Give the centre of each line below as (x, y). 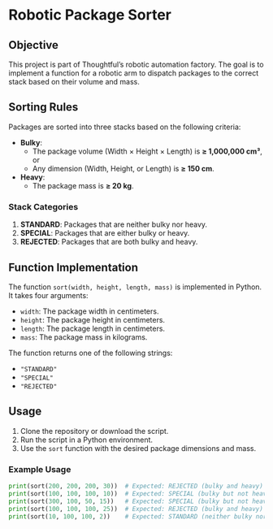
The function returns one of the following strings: (91, 353)
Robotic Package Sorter (90, 15)
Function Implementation (73, 267)
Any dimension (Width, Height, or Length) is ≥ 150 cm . (123, 168)
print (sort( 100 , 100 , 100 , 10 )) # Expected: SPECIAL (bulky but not (129, 493)
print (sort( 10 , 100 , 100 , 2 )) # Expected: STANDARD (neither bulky (130, 516)
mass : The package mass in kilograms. (84, 337)
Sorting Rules (43, 107)
